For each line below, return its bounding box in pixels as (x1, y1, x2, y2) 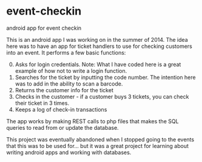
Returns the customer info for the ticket (15, 86, 113, 93)
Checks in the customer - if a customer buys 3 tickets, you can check (15, 93, 189, 100)
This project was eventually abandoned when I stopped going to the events (6, 135, 195, 143)
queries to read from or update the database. (6, 124, 120, 131)
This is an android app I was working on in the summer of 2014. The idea (6, 36, 188, 43)
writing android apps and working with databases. (6, 149, 132, 156)
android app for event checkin (6, 24, 82, 32)
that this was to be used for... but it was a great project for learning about (6, 142, 189, 149)
